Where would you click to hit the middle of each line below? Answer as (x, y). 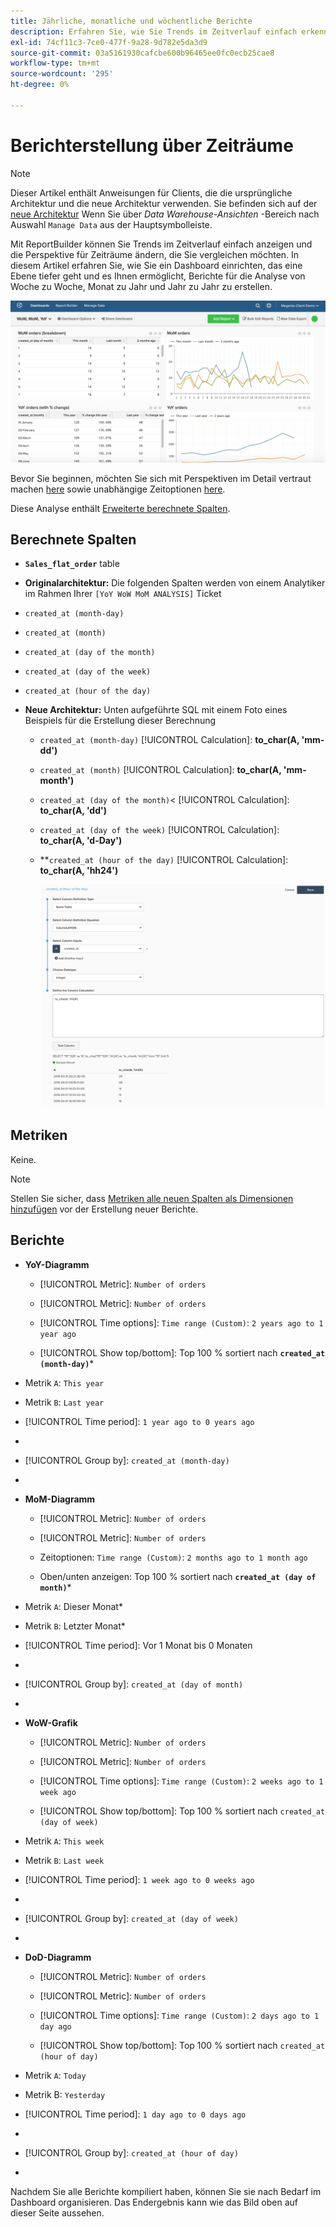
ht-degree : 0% (40, 85)
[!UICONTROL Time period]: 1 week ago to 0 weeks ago (139, 1879)
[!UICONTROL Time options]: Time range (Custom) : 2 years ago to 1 (181, 1322)
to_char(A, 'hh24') (79, 871)
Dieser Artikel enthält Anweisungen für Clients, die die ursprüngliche (151, 192)
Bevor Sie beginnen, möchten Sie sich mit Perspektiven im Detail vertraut (161, 478)
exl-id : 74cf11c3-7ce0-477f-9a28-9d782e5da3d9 (109, 42)
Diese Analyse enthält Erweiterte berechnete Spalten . (120, 508)
